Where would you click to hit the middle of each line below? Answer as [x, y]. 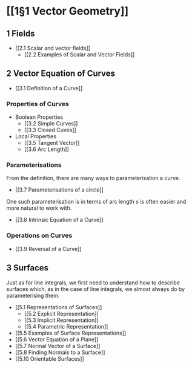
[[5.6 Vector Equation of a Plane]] [57, 339]
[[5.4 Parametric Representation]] [66, 326]
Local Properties [35, 136]
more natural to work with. [39, 208]
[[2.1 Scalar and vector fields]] [53, 48]
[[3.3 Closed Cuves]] [50, 130]
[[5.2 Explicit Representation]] [61, 313]
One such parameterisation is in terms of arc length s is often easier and [96, 202]
